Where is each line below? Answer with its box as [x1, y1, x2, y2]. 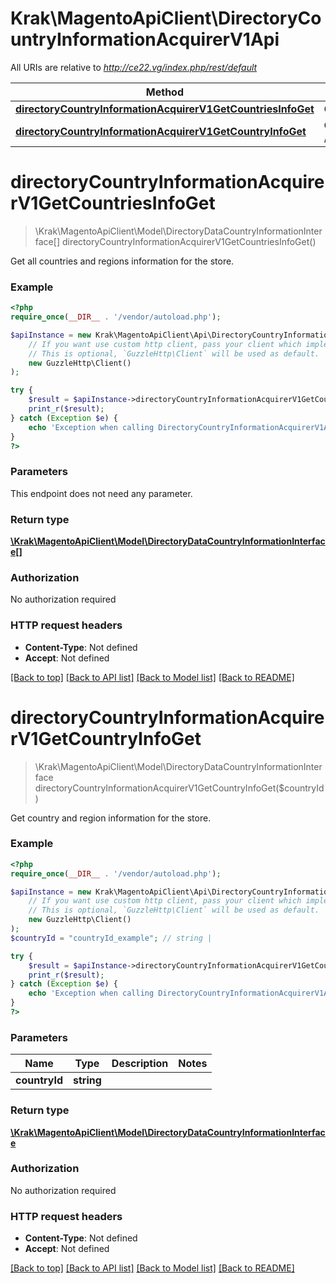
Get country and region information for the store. [10, 812, 212, 824]
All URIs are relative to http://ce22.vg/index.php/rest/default [10, 61, 258, 73]
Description [111, 1057, 169, 1071]
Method [145, 85, 185, 99]
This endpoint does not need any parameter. [10, 487, 193, 499]
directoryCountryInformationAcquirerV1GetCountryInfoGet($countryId [34, 782, 325, 794]
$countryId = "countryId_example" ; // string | [10, 933, 213, 943]
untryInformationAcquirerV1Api [10, 28, 280, 51]
